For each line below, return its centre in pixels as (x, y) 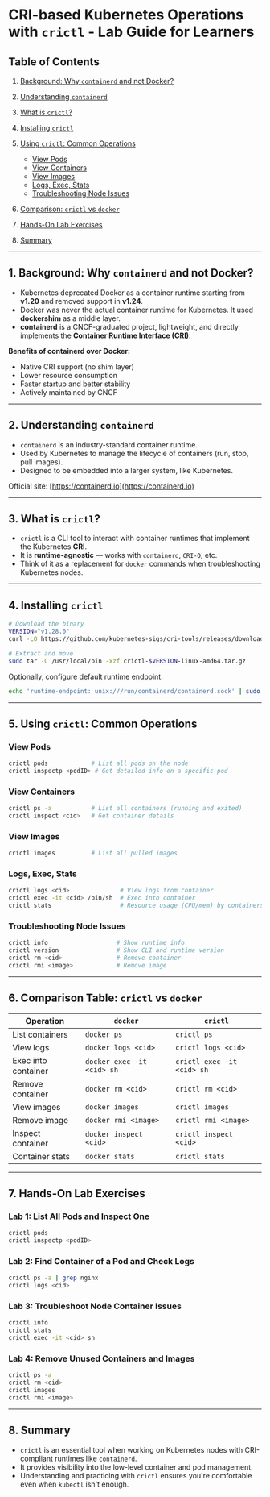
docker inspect (114, 1134)
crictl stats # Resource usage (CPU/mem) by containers (136, 906)
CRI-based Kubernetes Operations (126, 15)
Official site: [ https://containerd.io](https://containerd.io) (101, 486)
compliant (37, 1458)
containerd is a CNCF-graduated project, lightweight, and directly (129, 326)
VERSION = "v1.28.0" (39, 632)
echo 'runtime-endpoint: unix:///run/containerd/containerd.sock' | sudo (135, 691)
